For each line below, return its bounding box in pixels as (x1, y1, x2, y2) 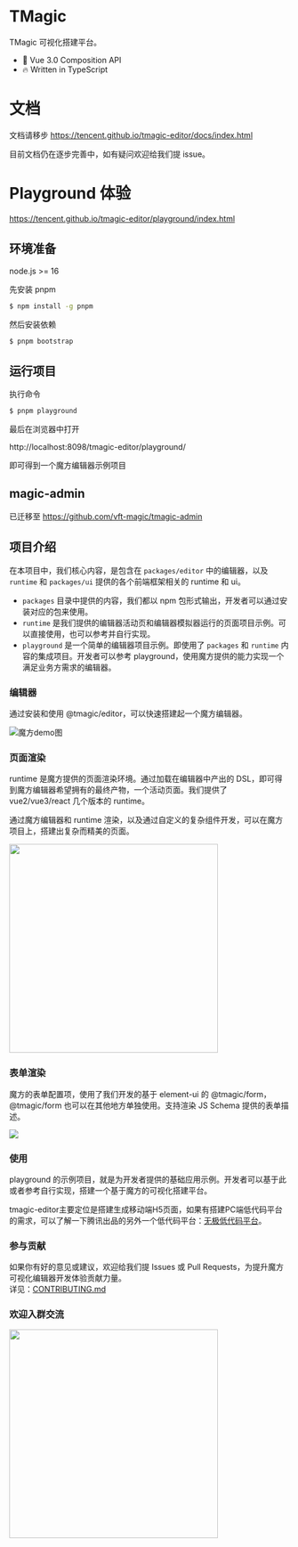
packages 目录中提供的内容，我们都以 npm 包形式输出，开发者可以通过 (21, 595, 280, 606)
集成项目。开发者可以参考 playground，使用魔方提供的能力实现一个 (37, 650, 285, 661)
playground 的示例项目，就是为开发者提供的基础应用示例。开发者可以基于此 (9, 1174, 287, 1185)
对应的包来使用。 (29, 606, 93, 616)
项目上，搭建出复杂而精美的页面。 (9, 826, 134, 836)
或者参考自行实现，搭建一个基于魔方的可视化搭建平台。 (9, 1185, 212, 1195)
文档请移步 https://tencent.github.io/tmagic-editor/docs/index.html (9, 129, 254, 140)
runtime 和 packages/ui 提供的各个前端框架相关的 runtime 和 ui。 (9, 576, 246, 587)
